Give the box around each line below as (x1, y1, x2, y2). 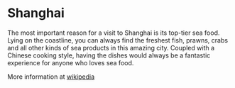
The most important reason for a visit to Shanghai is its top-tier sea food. (7, 28, 220, 37)
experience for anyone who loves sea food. (7, 58, 134, 67)
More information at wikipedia (7, 72, 95, 81)
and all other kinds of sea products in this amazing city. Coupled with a (7, 43, 215, 52)
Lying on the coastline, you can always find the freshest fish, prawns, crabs (7, 35, 229, 44)
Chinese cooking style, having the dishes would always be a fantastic (7, 51, 211, 60)
